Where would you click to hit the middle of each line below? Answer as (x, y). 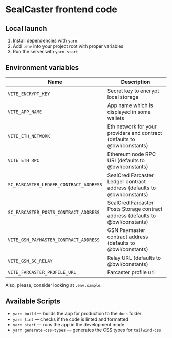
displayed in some (129, 112)
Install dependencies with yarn (45, 40)
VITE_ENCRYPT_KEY (29, 94)
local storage (123, 97)
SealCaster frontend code (61, 9)
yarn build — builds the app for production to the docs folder (77, 313)
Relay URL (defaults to (134, 258)
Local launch (26, 28)
